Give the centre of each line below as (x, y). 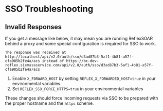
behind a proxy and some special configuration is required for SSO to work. (81, 44)
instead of (53, 61)
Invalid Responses (33, 27)
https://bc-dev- (82, 61)
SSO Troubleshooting (49, 9)
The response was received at (36, 52)
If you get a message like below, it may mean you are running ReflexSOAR (79, 38)
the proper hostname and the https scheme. (49, 103)
